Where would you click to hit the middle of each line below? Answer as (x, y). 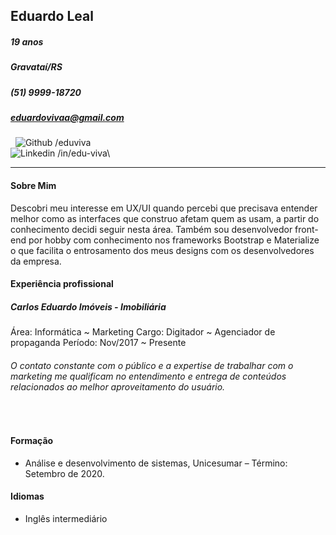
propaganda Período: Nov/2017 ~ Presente (98, 343)
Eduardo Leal (52, 16)
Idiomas (27, 496)
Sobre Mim (33, 186)
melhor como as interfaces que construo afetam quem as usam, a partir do (165, 218)
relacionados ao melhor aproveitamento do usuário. (118, 386)
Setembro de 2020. (64, 473)
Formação (32, 441)
